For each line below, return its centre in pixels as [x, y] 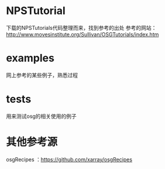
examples [30, 58]
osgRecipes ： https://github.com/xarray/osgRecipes [69, 159]
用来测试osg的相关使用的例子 [42, 116]
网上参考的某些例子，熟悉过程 [42, 75]
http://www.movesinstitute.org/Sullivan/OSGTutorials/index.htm [82, 34]
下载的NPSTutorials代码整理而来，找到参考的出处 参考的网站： [81, 28]
